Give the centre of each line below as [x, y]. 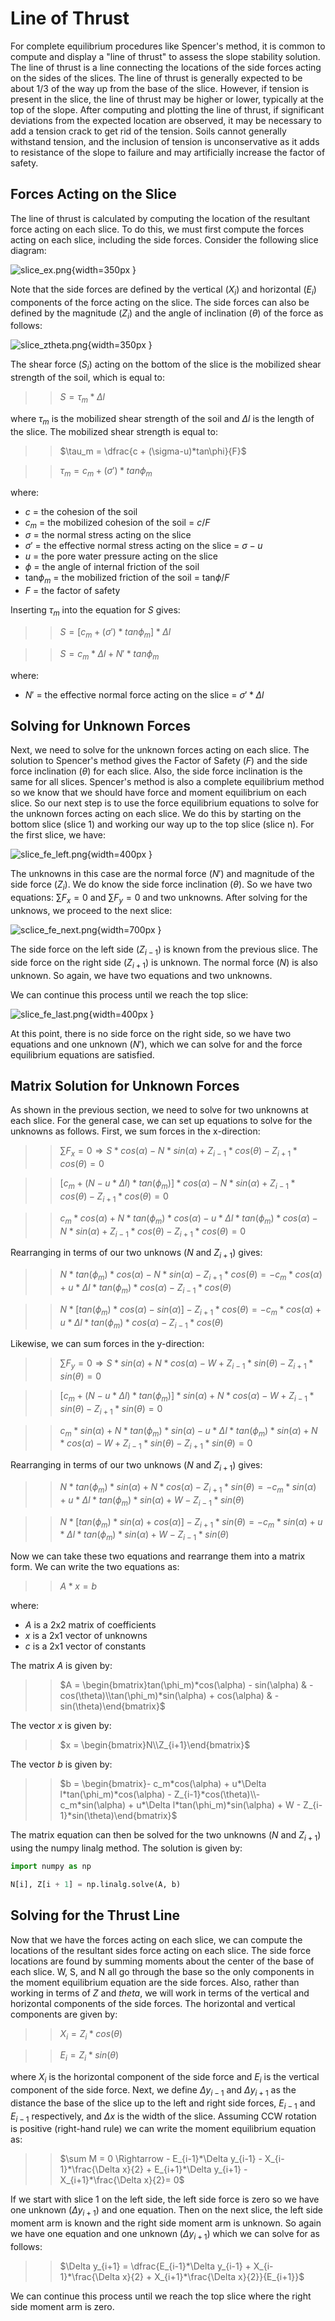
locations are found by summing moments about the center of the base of [162, 1961]
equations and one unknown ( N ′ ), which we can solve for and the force [156, 1044]
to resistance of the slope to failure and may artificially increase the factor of [168, 152]
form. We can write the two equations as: [95, 1567]
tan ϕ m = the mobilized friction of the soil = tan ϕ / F [127, 579]
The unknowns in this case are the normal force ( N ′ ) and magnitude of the [162, 874]
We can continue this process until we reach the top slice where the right [161, 2296]
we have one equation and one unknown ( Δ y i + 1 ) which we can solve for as [165, 2235]
